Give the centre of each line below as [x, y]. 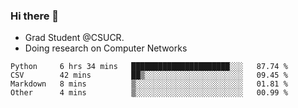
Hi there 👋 [35, 16]
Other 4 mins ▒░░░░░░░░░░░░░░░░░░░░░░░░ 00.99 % [149, 93]
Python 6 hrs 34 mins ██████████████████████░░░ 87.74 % [149, 67]
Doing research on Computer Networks [106, 48]
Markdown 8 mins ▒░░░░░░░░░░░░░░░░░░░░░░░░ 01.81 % [149, 84]
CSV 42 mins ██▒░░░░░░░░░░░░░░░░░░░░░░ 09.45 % [149, 75]
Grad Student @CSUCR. [74, 38]
